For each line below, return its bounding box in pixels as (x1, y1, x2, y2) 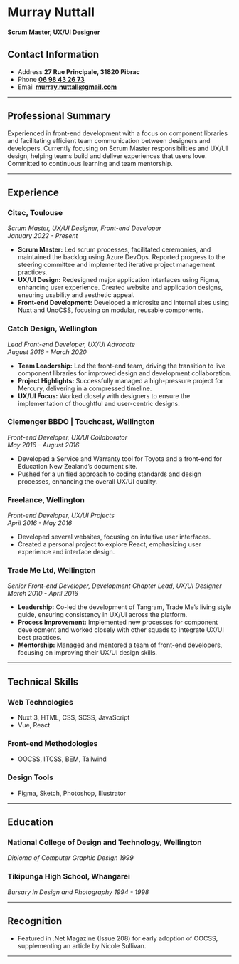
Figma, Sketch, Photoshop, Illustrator (17, 789, 127, 797)
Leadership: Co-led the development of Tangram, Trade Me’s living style (17, 603, 232, 611)
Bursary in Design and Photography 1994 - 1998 (7, 888, 149, 896)
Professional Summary (7, 110, 111, 122)
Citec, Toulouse (7, 207, 63, 217)
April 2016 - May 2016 (7, 519, 73, 527)
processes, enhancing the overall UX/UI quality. (17, 477, 158, 485)
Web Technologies (7, 697, 73, 707)
